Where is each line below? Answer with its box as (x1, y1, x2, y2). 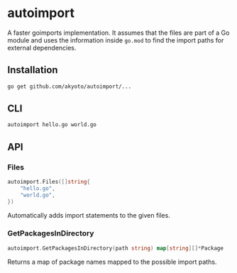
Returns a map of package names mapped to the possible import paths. (7, 257, 217, 266)
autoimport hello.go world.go (7, 121, 97, 128)
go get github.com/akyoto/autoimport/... (7, 83, 132, 90)
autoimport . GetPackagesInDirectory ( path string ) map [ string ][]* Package (7, 245, 224, 252)
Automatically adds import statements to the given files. (7, 211, 170, 219)
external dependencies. (7, 43, 77, 52)
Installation (7, 64, 58, 76)
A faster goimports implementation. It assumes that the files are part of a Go (7, 28, 230, 37)
